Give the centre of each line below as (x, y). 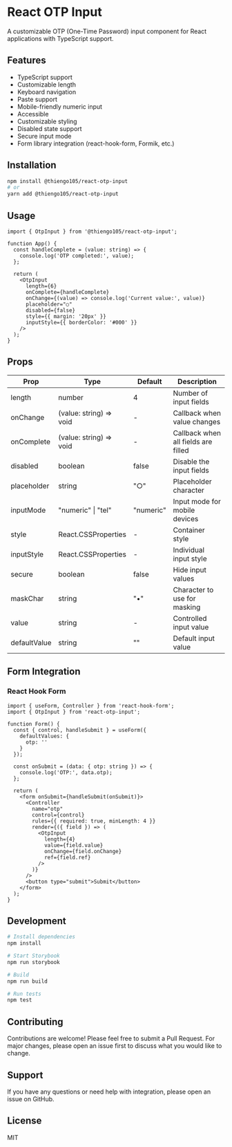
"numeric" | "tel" (85, 510)
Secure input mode (44, 136)
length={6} (41, 286)
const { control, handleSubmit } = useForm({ (80, 730)
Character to (193, 590)
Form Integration (44, 672)
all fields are (193, 441)
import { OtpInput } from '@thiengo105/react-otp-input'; (92, 231)
